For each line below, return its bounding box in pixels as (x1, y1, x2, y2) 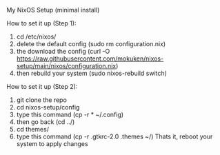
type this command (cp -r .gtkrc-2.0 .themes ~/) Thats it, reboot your (16, 132, 213, 141)
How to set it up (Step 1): (6, 19, 77, 27)
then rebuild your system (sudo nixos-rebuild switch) (16, 69, 167, 77)
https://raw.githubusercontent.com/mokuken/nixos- (16, 54, 164, 63)
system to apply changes (16, 140, 88, 147)
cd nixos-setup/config (16, 103, 80, 111)
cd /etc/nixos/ (16, 32, 57, 41)
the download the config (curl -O (16, 48, 110, 55)
